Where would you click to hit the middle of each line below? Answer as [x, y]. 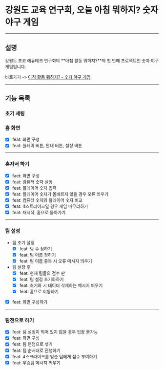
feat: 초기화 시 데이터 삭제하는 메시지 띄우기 [61, 285]
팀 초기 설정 [23, 242]
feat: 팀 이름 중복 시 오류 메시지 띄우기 [56, 261]
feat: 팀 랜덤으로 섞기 [32, 344]
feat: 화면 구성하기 [30, 302]
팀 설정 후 [21, 267]
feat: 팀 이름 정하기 [38, 255]
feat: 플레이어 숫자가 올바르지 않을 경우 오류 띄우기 [60, 194]
